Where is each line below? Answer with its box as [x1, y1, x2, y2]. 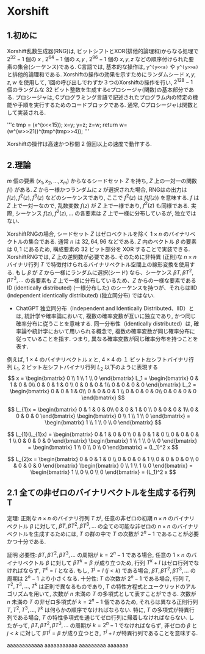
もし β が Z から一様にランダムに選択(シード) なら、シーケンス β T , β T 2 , [15, 267, 194, 276]
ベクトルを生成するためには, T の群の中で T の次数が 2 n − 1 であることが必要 [7, 529, 200, 538]
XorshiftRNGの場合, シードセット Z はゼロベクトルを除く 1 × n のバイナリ [7, 230, 190, 238]
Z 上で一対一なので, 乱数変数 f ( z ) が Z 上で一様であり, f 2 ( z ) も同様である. [7, 200, 190, 209]
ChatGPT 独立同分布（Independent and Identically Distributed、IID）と [15, 305, 195, 312]
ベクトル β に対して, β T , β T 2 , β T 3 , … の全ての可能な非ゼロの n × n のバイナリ [7, 521, 199, 529]
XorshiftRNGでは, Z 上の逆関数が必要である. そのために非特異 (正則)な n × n [7, 253, 197, 260]
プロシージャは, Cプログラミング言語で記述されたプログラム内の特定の [15, 93, 193, 101]
